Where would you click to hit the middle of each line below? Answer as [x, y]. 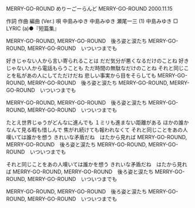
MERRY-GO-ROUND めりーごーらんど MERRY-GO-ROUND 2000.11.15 [90, 9]
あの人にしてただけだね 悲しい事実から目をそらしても [91, 76]
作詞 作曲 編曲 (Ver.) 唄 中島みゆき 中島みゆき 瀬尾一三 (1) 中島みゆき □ [92, 21]
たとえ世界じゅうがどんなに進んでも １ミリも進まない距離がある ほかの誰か [97, 123]
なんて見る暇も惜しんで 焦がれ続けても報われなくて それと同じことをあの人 [97, 130]
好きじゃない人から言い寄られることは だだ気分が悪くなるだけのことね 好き [97, 61]
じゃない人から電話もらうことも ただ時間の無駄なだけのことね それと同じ [95, 68]
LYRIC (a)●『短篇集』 [33, 28]
